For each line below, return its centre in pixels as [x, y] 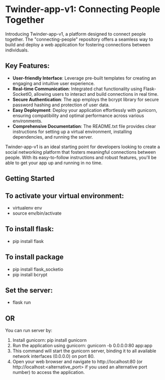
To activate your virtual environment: [65, 196]
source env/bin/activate [37, 213]
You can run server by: [29, 331]
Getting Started [30, 179]
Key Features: [27, 66]
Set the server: [29, 290]
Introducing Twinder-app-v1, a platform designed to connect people [75, 34]
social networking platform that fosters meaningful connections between [80, 152]
